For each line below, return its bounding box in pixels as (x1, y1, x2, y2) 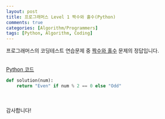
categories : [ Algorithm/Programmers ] (6, 25, 98, 31)
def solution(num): (6, 77, 54, 84)
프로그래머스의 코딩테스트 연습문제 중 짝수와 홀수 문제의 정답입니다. (6, 47, 160, 55)
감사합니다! (6, 107, 32, 114)
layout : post (6, 8, 38, 15)
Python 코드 (6, 66, 35, 73)
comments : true (6, 19, 43, 25)
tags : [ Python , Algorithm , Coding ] (6, 30, 93, 36)
